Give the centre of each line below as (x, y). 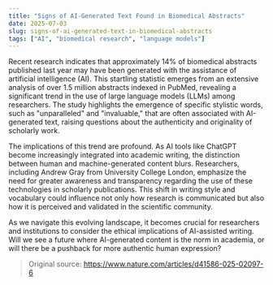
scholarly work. (34, 131)
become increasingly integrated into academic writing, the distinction (124, 155)
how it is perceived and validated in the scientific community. (110, 207)
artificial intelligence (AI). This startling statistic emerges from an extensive (134, 79)
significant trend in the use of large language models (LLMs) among (122, 96)
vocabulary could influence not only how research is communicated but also (136, 198)
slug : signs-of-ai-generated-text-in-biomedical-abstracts (110, 31)
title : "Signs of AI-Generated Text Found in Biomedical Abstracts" (127, 16)
